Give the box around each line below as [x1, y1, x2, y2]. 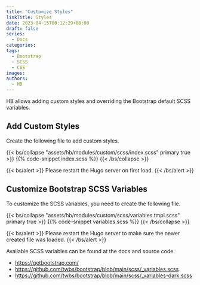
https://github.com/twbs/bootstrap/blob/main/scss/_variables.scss [14, 265, 179, 272]
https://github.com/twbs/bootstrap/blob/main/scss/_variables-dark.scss [14, 272, 192, 279]
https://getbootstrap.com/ [14, 259, 79, 266]
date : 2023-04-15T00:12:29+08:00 [6, 20, 90, 26]
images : [6, 70, 26, 76]
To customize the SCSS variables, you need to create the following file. [6, 200, 181, 207]
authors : [6, 75, 28, 81]
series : [6, 31, 26, 37]
